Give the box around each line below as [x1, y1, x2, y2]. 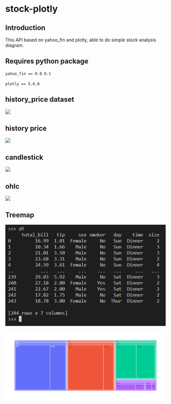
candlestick [5, 153, 43, 161]
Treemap [5, 211, 35, 220]
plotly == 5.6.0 [5, 81, 40, 87]
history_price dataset [5, 95, 75, 104]
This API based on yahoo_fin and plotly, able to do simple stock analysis [5, 37, 156, 43]
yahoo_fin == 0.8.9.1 [5, 71, 51, 76]
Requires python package [5, 57, 89, 66]
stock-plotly [5, 3, 58, 15]
